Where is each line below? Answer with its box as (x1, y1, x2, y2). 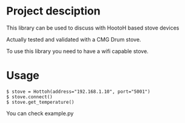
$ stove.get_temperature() (6, 99, 75, 105)
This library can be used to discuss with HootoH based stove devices (6, 24, 180, 31)
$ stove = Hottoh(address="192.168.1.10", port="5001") (6, 89, 150, 95)
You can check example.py (6, 110, 74, 117)
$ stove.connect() (6, 93, 53, 100)
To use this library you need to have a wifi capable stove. (6, 47, 149, 55)
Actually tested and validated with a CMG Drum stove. (6, 36, 141, 43)
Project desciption (6, 4, 101, 18)
